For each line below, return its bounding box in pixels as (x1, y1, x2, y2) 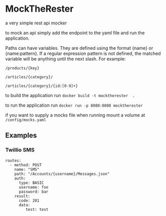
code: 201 (18, 198, 39, 203)
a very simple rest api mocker (5, 20, 67, 26)
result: (14, 194, 30, 199)
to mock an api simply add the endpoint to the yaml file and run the (5, 29, 145, 36)
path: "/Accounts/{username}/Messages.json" (14, 171, 110, 176)
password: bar (18, 189, 49, 194)
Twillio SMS (5, 146, 35, 153)
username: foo (18, 184, 49, 190)
